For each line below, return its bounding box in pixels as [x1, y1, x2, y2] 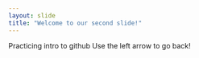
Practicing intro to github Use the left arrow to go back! [8, 41, 191, 50]
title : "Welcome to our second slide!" [8, 19, 143, 27]
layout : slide [8, 11, 56, 20]
